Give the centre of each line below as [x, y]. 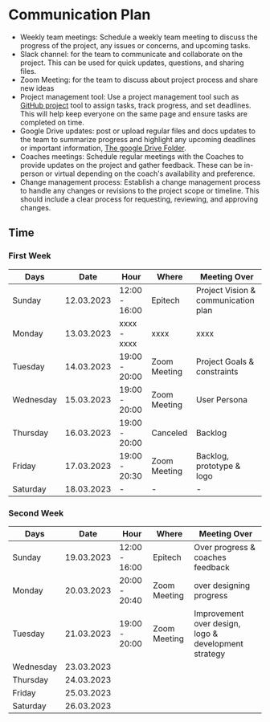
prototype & [218, 466]
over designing [222, 585]
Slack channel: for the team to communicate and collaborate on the [131, 54]
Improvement [219, 614]
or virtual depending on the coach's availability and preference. [150, 173]
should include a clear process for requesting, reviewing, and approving [139, 199]
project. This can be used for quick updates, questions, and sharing [132, 63]
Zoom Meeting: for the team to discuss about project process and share [139, 80]
